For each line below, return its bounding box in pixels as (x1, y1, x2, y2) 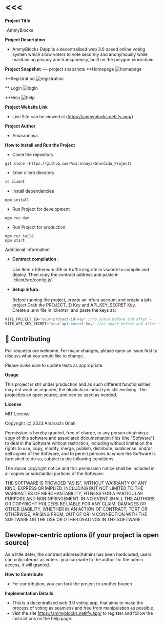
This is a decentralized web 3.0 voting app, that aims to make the (12, 600, 143, 606)
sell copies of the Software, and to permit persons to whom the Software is (5, 451, 156, 457)
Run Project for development (12, 206, 70, 212)
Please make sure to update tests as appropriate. (5, 362, 104, 369)
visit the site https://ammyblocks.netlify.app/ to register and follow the (12, 610, 153, 616)
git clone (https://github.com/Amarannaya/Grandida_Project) (5, 161, 132, 166)
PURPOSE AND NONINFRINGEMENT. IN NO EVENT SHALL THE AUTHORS (5, 496, 155, 501)
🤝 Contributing (5, 335, 51, 343)
